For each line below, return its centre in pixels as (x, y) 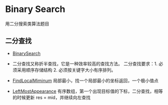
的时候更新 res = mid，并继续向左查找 (51, 97)
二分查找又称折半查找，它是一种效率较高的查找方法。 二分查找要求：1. (85, 63)
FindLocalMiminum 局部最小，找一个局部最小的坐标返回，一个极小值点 (86, 80)
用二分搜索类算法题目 (27, 23)
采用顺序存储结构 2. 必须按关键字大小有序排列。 (66, 70)
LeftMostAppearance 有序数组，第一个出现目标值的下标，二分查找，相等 (88, 91)
